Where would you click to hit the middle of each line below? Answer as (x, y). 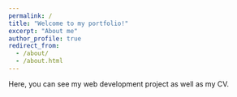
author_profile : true (45, 38)
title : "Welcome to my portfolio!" (69, 23)
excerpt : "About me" (43, 31)
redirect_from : (34, 46)
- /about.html (39, 61)
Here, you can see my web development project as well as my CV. (119, 84)
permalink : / (30, 16)
